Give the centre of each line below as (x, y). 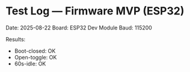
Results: (16, 39)
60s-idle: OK (30, 64)
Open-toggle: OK (35, 57)
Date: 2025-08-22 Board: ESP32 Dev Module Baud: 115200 (79, 28)
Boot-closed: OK (35, 51)
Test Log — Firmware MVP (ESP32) (95, 11)
